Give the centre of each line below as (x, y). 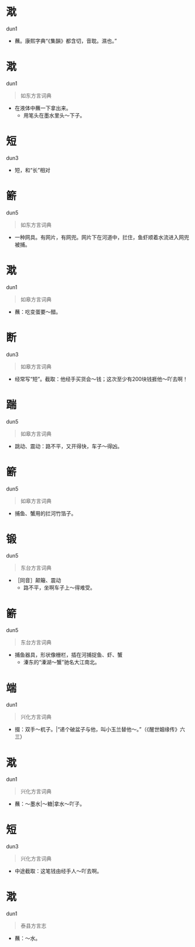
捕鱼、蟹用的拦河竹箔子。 (45, 513)
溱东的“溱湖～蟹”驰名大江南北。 (61, 662)
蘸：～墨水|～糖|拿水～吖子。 (50, 804)
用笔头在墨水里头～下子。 (54, 115)
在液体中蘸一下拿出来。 (43, 108)
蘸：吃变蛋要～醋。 (38, 311)
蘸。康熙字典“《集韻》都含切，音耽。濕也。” (66, 41)
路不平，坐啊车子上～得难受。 (59, 587)
